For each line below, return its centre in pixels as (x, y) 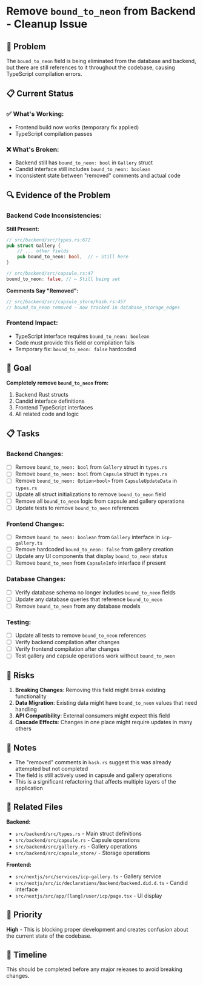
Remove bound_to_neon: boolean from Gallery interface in (88, 537)
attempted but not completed (52, 768)
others (23, 728)
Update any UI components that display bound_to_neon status (91, 556)
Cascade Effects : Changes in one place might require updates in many (104, 722)
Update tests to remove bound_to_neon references (77, 508)
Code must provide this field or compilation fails (75, 342)
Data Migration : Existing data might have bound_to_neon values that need (106, 703)
